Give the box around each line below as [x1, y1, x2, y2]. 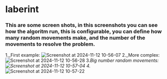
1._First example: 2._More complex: [5, 52, 160, 58]
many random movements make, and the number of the [5, 34, 146, 42]
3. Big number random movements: [86, 57, 159, 64]
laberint [5, 4, 39, 15]
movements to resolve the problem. [5, 41, 95, 48]
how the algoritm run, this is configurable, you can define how [5, 28, 162, 35]
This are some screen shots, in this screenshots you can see [5, 22, 158, 29]
